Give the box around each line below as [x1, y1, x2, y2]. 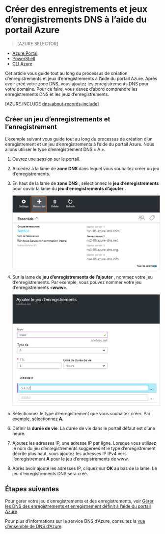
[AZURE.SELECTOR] [17, 40, 58, 46]
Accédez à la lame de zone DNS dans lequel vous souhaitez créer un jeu [12, 165, 160, 171]
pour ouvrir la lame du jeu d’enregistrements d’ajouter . [12, 185, 126, 191]
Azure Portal [12, 50, 38, 56]
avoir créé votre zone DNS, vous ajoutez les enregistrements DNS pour [5, 80, 149, 87]
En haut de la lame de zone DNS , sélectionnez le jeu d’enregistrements [12, 180, 159, 186]
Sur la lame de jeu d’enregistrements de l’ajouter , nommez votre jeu [12, 274, 153, 280]
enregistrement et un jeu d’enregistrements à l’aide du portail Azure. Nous [5, 141, 155, 147]
